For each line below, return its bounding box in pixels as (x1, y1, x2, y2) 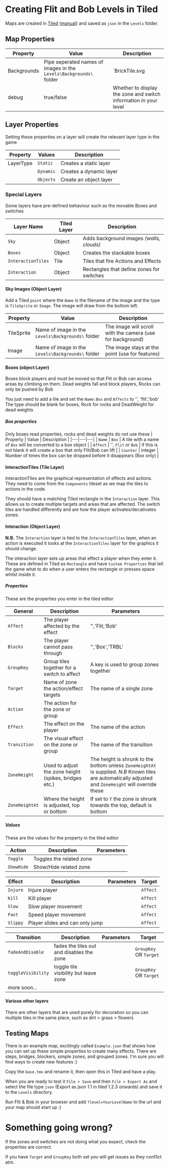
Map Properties (5, 35, 55, 43)
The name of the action (90, 723, 145, 730)
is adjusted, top (43, 802, 80, 809)
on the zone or (43, 741, 78, 748)
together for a (43, 664, 76, 671)
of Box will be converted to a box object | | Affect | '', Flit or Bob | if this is (5, 442, 158, 448)
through (43, 650, 62, 657)
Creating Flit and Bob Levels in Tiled (5, 4, 158, 15)
